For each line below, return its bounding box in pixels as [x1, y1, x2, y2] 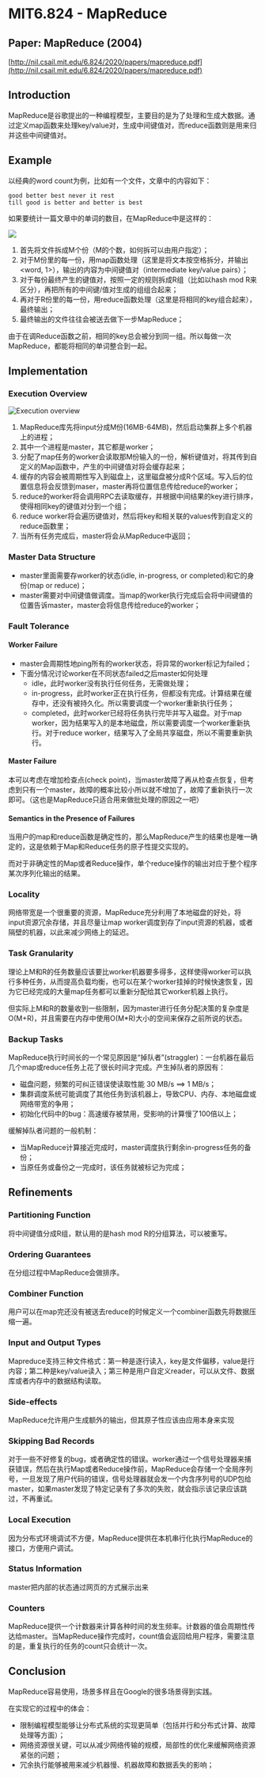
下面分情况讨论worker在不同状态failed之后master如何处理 [19, 668, 208, 678]
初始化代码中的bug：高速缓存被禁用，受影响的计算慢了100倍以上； [19, 1109, 239, 1118]
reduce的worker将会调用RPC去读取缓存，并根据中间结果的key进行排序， [19, 492, 258, 501]
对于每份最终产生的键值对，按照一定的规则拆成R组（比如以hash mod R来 [19, 275, 257, 284]
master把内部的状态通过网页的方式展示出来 [8, 1582, 149, 1592]
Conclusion [8, 1665, 66, 1678]
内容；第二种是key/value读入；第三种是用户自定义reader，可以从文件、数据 [8, 1366, 256, 1376]
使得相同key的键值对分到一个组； [19, 502, 129, 511]
